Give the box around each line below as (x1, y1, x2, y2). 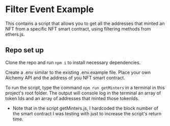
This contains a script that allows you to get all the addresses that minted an (5, 20, 165, 26)
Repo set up (5, 46, 44, 54)
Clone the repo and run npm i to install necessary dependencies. (5, 59, 141, 66)
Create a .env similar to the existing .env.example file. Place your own (5, 69, 151, 75)
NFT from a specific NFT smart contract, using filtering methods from (5, 25, 151, 31)
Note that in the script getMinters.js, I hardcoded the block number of (12, 105, 159, 111)
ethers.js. (5, 31, 25, 37)
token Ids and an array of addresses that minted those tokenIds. (5, 95, 139, 101)
